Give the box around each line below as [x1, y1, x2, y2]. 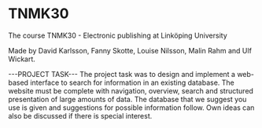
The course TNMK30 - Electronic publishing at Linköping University [8, 31, 227, 40]
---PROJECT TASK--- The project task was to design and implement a [8, 69, 236, 79]
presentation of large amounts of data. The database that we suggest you [8, 94, 247, 104]
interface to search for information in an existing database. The [30, 78, 234, 87]
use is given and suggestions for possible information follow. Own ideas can [8, 103, 255, 112]
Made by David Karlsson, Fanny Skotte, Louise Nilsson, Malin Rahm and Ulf [8, 46, 252, 55]
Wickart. [8, 54, 35, 64]
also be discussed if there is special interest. [8, 111, 153, 120]
